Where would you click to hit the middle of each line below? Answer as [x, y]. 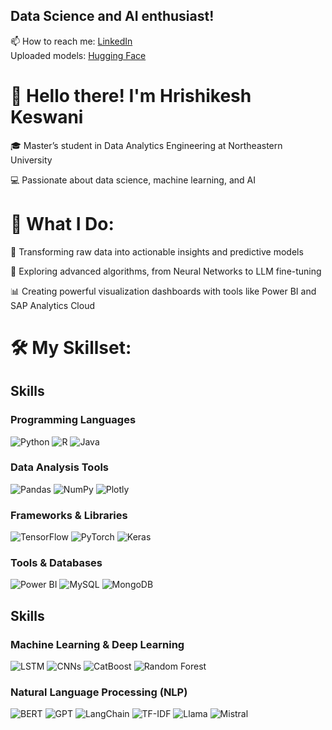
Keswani [47, 117]
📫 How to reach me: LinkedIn [71, 41]
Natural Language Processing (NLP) [99, 692]
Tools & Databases [56, 563]
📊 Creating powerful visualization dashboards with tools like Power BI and [163, 291]
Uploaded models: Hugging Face [78, 55]
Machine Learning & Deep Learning [97, 644]
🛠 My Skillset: [71, 347]
